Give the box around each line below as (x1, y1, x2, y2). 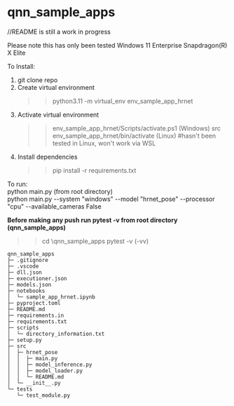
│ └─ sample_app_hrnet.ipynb (7, 293, 96, 301)
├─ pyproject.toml (7, 299, 61, 306)
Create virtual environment (17, 83, 95, 91)
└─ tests (7, 386, 33, 393)
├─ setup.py (7, 336, 42, 343)
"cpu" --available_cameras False (7, 202, 102, 211)
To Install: (7, 62, 36, 70)
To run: (7, 180, 28, 188)
